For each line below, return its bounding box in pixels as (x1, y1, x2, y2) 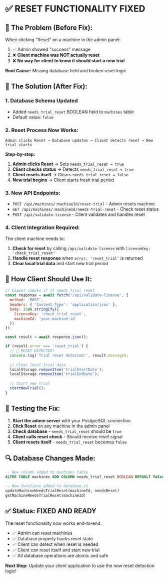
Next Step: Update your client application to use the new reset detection (5, 562, 155, 568)
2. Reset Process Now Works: (5, 127, 78, 134)
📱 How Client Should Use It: (5, 275, 92, 283)
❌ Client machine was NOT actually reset (12, 52, 100, 58)
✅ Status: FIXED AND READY (5, 507, 96, 515)
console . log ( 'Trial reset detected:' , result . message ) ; (9, 353, 128, 358)
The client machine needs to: (5, 236, 65, 242)
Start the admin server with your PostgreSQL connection (12, 417, 131, 423)
